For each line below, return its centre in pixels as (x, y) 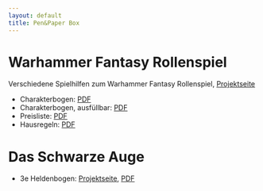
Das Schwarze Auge (76, 157)
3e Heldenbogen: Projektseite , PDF (77, 178)
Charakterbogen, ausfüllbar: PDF (73, 108)
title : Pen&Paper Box (44, 23)
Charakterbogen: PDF (55, 99)
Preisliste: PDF (43, 117)
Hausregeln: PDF (47, 124)
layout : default (35, 15)
